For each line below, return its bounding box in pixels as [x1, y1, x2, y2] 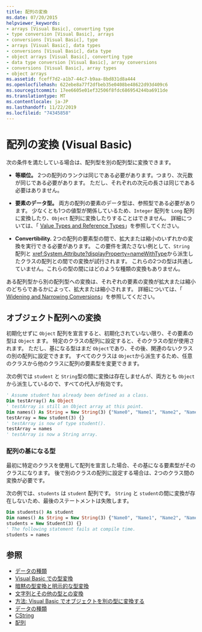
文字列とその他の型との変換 [14, 590, 84, 597]
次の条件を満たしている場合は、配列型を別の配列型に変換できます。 [6, 159, 174, 166]
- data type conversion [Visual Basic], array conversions [6, 59, 158, 65]
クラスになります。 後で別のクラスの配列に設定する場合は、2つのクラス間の [6, 469, 195, 477]
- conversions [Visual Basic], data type [6, 48, 112, 54]
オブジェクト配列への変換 [6, 312, 101, 323]
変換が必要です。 [6, 477, 48, 484]
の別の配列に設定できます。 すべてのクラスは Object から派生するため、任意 [6, 353, 193, 360]
